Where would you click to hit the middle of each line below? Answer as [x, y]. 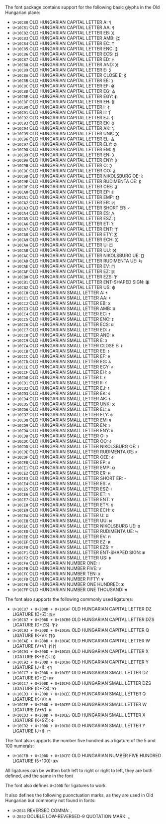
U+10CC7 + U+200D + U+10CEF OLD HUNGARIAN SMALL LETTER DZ [80, 673]
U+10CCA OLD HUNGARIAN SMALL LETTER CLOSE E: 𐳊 [67, 346]
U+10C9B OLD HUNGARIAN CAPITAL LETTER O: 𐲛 [62, 165]
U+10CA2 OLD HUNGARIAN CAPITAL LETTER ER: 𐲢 [64, 202]
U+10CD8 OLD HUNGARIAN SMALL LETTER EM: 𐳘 [62, 420]
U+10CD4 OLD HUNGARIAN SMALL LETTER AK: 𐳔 [61, 399]
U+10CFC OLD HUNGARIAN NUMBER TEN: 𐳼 [56, 574]
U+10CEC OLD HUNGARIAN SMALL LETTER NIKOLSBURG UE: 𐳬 [76, 526]
